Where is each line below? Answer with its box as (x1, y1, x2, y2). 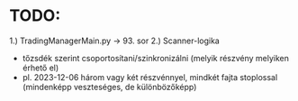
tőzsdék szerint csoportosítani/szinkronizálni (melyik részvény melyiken (22, 52, 290, 63)
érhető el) (22, 62, 59, 73)
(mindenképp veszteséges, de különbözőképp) (22, 81, 197, 92)
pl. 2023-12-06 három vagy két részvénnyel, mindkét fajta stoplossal (22, 71, 278, 82)
